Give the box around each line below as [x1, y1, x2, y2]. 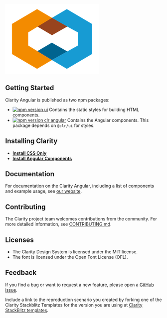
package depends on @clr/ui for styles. [12, 122, 95, 128]
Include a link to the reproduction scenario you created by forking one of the [5, 297, 162, 303]
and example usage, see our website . [5, 188, 82, 194]
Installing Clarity [5, 137, 58, 145]
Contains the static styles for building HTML [49, 106, 140, 112]
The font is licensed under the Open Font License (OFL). [12, 254, 128, 260]
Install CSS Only [12, 150, 47, 156]
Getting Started [5, 84, 54, 92]
